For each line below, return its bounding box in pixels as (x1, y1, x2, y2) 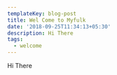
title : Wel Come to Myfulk (7, 17, 86, 24)
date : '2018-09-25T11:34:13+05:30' (7, 23, 111, 30)
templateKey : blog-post (7, 10, 77, 17)
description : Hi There (7, 29, 74, 37)
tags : (7, 36, 23, 43)
